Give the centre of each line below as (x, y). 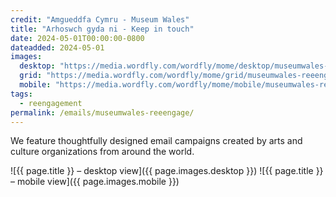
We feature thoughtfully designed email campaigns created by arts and (156, 141)
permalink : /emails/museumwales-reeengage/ (102, 112)
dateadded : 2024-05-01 (57, 47)
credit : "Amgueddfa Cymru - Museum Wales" (100, 19)
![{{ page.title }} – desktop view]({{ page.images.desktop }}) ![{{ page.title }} (167, 171)
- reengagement (51, 103)
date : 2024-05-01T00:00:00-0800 (77, 38)
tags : (21, 94)
